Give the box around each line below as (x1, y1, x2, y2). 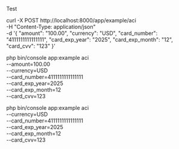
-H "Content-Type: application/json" (6, 24, 96, 30)
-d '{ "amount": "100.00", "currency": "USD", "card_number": (6, 30, 158, 37)
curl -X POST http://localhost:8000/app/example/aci (6, 17, 137, 24)
